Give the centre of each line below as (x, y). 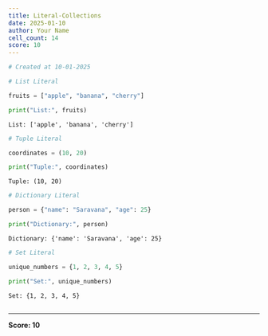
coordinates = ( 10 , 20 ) (48, 153)
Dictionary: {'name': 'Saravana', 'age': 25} (85, 238)
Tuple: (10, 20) (35, 182)
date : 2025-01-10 (37, 23)
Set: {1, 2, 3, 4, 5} (44, 295)
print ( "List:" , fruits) (48, 110)
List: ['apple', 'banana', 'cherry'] (71, 124)
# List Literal (33, 81)
